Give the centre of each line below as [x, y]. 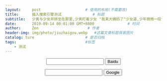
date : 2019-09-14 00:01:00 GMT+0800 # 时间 [72, 24]
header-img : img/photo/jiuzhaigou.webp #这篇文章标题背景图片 [69, 33]
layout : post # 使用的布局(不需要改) [66, 10]
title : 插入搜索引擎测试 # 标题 [55, 14]
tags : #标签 [50, 42]
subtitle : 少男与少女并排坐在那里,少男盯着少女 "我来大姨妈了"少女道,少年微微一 [82, 19]
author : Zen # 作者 [52, 28]
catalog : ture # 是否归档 [55, 38]
